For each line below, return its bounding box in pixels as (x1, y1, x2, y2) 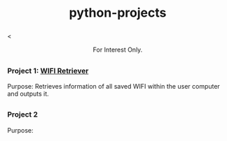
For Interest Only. (92, 45, 143, 54)
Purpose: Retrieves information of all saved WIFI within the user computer (7, 82, 221, 90)
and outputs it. (7, 89, 49, 98)
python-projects (69, 5, 167, 21)
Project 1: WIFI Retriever (7, 66, 89, 75)
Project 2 (7, 110, 39, 119)
